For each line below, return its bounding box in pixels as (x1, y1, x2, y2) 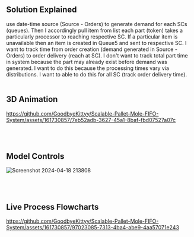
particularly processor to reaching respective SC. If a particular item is (6, 33, 178, 40)
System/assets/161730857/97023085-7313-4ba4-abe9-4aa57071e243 (6, 224, 180, 231)
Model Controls (6, 151, 65, 162)
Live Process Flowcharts (6, 201, 99, 212)
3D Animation (6, 94, 58, 104)
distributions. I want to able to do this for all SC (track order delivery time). (6, 71, 187, 78)
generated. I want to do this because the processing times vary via (6, 65, 169, 72)
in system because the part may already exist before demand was (6, 58, 167, 65)
